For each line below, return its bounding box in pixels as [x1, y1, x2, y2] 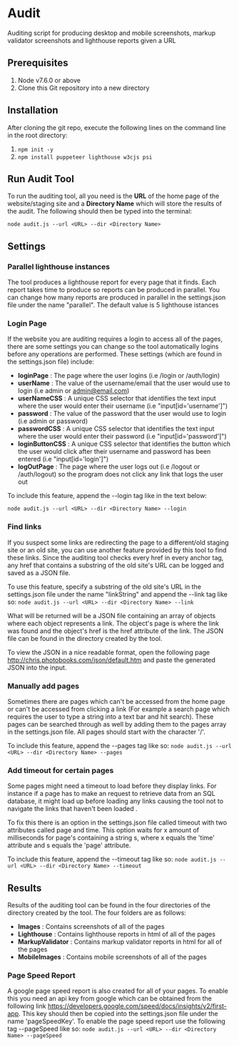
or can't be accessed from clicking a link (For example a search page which [7, 704, 230, 713]
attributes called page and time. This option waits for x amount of [7, 826, 200, 835]
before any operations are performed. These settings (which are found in [7, 350, 223, 359]
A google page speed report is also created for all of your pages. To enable [7, 987, 228, 995]
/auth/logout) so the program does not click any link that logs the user [17, 470, 223, 479]
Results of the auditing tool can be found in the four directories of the [7, 901, 211, 910]
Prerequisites [7, 57, 68, 69]
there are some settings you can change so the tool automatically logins [7, 342, 219, 351]
